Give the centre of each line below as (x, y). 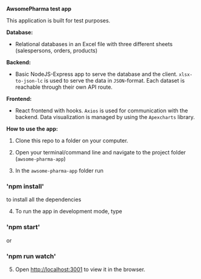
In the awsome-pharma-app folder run (59, 170)
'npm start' (23, 227)
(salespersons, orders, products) (56, 50)
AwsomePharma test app (39, 9)
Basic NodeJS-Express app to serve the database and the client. (96, 74)
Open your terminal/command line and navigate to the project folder (100, 152)
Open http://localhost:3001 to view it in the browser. (80, 269)
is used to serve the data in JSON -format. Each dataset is (115, 81)
